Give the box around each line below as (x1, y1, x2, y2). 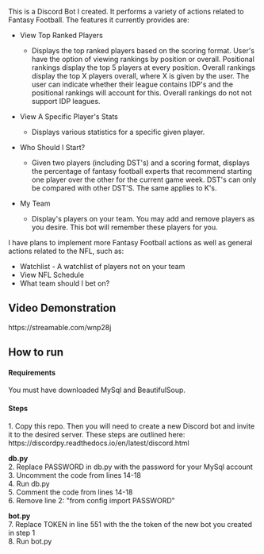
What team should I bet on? (19, 279, 110, 288)
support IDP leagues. (31, 97, 101, 106)
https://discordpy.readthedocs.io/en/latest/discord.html (8, 438, 189, 448)
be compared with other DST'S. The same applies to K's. (31, 183, 217, 193)
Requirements (8, 367, 56, 377)
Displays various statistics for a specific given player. (31, 127, 205, 137)
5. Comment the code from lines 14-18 (8, 487, 133, 497)
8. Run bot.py (8, 536, 52, 546)
